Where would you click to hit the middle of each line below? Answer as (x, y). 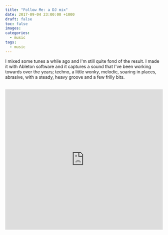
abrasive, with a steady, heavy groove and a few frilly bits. (65, 77)
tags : (11, 42)
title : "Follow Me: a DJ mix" (37, 10)
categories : (17, 33)
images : (13, 28)
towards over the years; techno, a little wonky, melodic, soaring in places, (81, 72)
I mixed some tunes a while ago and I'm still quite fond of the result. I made (82, 61)
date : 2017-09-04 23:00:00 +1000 (40, 14)
